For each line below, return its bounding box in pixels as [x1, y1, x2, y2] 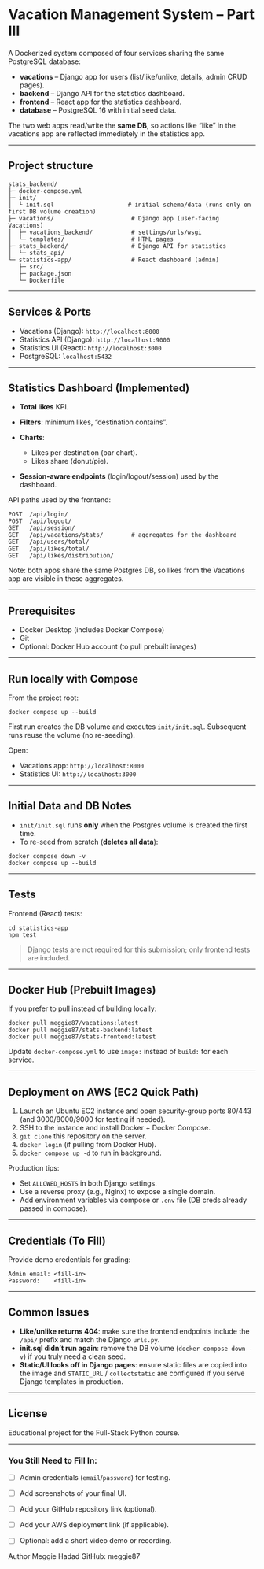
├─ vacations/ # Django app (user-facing [8, 214, 220, 222]
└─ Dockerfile [18, 276, 65, 284]
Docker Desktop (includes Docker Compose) [19, 625, 165, 635]
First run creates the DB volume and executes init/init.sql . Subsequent [8, 722, 247, 731]
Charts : [19, 433, 45, 442]
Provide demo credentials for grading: [8, 1255, 131, 1264]
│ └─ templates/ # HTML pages [8, 235, 174, 243]
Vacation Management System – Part [8, 6, 255, 24]
